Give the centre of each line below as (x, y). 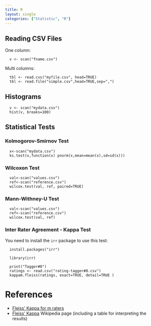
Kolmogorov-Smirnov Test (37, 141)
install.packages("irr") (35, 249)
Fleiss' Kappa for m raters (38, 308)
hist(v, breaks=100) (30, 112)
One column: (18, 50)
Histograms (23, 97)
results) (20, 318)
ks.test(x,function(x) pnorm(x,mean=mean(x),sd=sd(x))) (67, 155)
